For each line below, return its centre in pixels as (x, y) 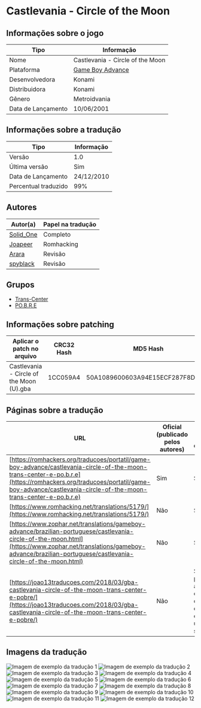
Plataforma (25, 70)
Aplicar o (25, 341)
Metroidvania (92, 99)
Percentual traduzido (39, 186)
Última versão (29, 167)
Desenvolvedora (32, 79)
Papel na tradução (70, 224)
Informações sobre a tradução (64, 130)
